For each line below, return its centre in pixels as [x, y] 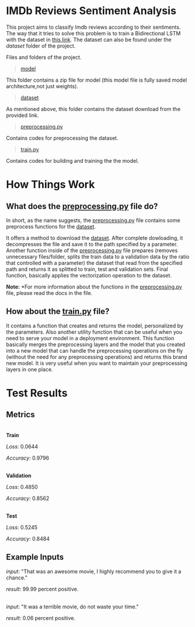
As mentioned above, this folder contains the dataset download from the [93, 109]
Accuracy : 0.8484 [28, 538]
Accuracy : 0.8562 [28, 498]
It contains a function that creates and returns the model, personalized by [95, 326]
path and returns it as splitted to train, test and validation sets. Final [87, 269]
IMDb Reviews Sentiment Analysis [91, 11]
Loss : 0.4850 [22, 487]
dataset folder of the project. [41, 46]
